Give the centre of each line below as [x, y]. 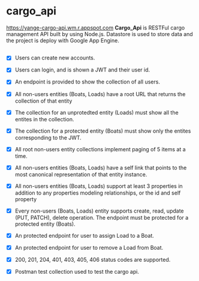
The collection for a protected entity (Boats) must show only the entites [103, 131]
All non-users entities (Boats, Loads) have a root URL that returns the [100, 94]
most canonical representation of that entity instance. [81, 174]
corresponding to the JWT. [48, 137]
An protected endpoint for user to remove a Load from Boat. [89, 248]
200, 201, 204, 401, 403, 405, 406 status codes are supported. [93, 260]
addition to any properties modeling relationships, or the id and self [98, 193]
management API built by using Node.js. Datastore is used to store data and [99, 34]
